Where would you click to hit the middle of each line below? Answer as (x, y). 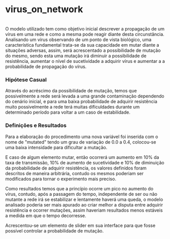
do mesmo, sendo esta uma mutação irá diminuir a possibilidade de (76, 56)
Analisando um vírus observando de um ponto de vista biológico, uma (78, 40)
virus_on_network (44, 9)
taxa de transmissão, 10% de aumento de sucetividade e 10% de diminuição (85, 162)
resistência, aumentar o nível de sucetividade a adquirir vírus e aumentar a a (85, 61)
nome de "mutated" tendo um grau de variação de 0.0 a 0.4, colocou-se (81, 142)
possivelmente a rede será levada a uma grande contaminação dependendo (85, 96)
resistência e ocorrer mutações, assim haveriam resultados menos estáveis (84, 210)
